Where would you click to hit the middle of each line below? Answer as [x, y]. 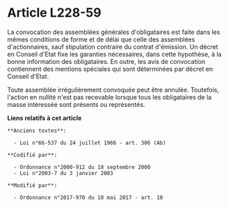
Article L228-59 [55, 13]
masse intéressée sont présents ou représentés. [76, 104]
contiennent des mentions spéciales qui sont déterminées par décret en [110, 69]
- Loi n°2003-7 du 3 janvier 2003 [63, 173]
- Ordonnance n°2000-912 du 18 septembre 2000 [82, 167]
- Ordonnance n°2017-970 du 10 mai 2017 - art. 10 [88, 197]
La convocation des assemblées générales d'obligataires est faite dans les [114, 32]
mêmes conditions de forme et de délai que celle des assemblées [101, 39]
